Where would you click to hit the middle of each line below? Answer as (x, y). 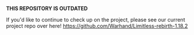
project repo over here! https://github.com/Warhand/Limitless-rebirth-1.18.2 (97, 26)
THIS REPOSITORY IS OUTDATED (47, 8)
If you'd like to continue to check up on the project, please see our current (96, 20)
